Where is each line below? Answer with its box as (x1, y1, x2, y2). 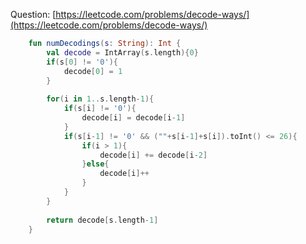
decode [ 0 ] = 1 (63, 66, 123, 76)
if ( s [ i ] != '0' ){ (63, 104, 137, 114)
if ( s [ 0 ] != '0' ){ (46, 57, 118, 67)
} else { (81, 159, 110, 169)
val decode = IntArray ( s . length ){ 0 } (46, 47, 199, 58)
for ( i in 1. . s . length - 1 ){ (46, 94, 155, 104)
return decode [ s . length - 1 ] (46, 215, 159, 225)
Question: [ (10, 9, 57, 20)
